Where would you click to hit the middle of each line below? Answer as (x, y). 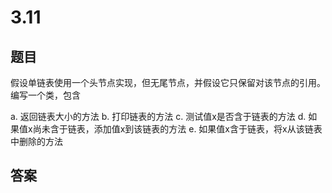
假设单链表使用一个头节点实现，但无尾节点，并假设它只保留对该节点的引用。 (168, 82)
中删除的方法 (36, 141)
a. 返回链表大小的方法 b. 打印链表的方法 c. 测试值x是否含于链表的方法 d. (158, 116)
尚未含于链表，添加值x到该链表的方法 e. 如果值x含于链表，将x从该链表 (177, 129)
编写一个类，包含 (45, 95)
